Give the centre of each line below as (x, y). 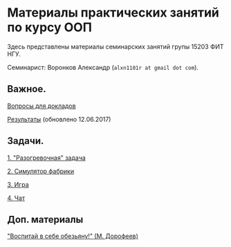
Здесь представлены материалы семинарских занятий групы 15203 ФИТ (115, 46)
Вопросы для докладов (41, 106)
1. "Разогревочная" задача (47, 158)
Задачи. (26, 141)
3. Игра (18, 184)
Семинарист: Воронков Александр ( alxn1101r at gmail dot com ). (103, 67)
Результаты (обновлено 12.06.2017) (59, 119)
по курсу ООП (49, 27)
